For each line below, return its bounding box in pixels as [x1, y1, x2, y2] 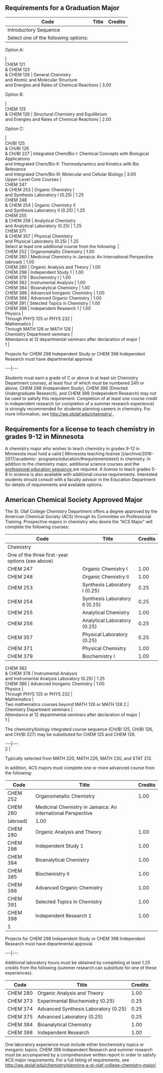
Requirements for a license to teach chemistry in [5, 425, 155, 434]
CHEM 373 [7, 998, 33, 1005]
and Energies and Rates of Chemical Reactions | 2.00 [5, 116, 112, 122]
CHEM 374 [7, 1006, 33, 1012]
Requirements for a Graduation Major [5, 4, 120, 12]
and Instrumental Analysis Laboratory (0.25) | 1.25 [5, 676, 105, 682]
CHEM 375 [7, 1013, 33, 1020]
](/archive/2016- [121, 451, 154, 456]
